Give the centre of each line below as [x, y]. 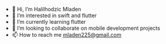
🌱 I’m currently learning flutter [49, 22]
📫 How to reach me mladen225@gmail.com [67, 35]
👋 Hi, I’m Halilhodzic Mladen [46, 9]
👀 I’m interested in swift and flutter [54, 15]
